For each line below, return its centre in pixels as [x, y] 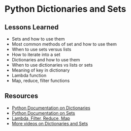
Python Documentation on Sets [43, 113]
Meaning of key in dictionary [41, 70]
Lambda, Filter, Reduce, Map [41, 118]
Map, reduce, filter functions [41, 80]
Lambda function [29, 75]
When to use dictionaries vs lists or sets [52, 65]
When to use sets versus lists [42, 49]
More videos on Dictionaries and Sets [50, 123]
